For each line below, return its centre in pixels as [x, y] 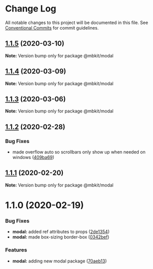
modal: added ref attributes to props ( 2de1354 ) [61, 232]
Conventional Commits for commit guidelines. [52, 27]
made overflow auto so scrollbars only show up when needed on [79, 152]
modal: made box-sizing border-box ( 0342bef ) [61, 237]
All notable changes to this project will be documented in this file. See [77, 22]
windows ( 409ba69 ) [33, 157]
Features [16, 250]
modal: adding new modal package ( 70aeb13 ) [60, 261]
